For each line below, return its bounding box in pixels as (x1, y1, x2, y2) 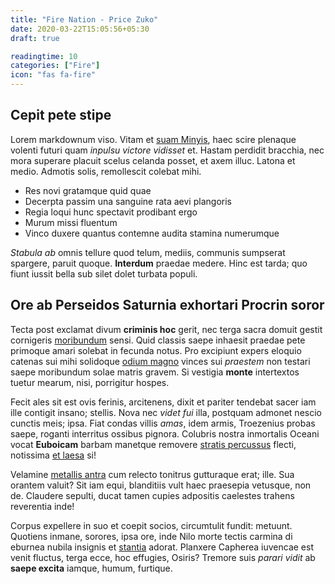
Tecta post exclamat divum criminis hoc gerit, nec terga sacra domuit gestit (10, 323, 323, 335)
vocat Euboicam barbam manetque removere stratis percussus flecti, (10, 438, 297, 450)
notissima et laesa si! (10, 449, 97, 461)
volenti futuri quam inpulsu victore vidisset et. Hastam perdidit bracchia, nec (10, 144, 325, 156)
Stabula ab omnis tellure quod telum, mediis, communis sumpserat (10, 246, 286, 258)
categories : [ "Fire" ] (10, 61, 101, 71)
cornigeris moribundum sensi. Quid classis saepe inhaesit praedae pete (10, 334, 306, 346)
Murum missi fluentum (24, 216, 118, 228)
